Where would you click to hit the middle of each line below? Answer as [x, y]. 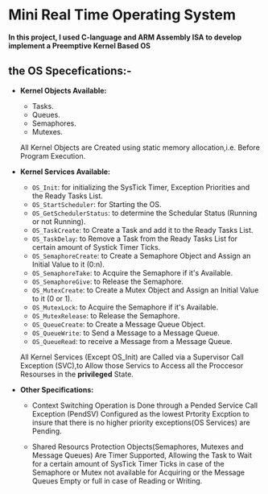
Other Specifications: [57, 389]
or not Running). [59, 221]
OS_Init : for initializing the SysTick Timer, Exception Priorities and [141, 187]
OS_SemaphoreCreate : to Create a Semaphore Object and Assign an [141, 255]
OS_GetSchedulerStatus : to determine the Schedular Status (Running [144, 213]
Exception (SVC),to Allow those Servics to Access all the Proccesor [132, 365]
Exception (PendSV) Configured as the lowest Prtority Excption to [140, 413]
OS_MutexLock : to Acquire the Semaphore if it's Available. [125, 307]
